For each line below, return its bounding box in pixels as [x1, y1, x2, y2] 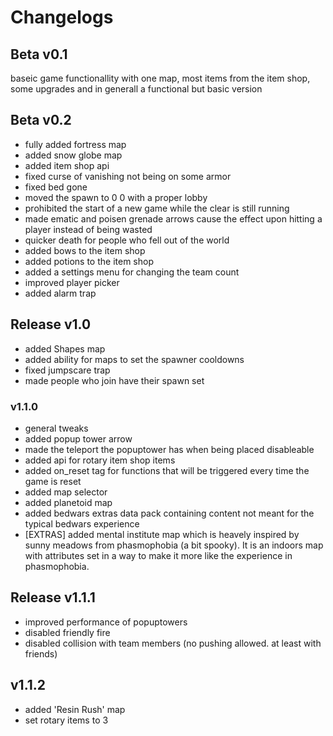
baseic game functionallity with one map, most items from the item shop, [10, 72, 311, 84]
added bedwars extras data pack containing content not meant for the [24, 507, 315, 519]
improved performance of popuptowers [24, 616, 188, 628]
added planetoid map [24, 496, 113, 508]
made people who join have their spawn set [24, 374, 205, 386]
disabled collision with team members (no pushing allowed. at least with [24, 637, 322, 649]
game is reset [24, 475, 82, 487]
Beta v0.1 [10, 46, 68, 63]
